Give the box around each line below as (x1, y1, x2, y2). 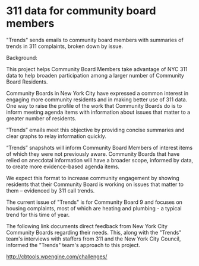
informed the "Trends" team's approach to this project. (6, 241, 141, 248)
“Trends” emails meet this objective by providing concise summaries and (6, 126, 185, 133)
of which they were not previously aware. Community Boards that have (6, 150, 180, 158)
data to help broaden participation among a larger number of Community (6, 72, 184, 79)
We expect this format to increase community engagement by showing (6, 174, 179, 181)
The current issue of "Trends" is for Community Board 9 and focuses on (6, 198, 183, 206)
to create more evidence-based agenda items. (6, 163, 120, 170)
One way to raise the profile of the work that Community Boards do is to (6, 102, 182, 109)
